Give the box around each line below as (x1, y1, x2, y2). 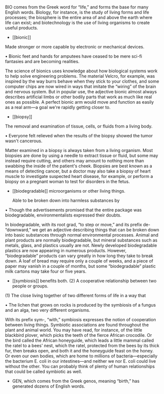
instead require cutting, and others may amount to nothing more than (5, 158, 144, 163)
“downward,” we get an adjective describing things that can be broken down (5, 227, 160, 233)
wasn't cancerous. (5, 138, 43, 144)
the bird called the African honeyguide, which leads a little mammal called (5, 337, 154, 343)
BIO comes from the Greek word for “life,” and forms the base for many (5, 4, 148, 10)
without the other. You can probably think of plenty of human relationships (5, 364, 155, 369)
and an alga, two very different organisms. (5, 307, 91, 313)
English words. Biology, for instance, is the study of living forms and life (5, 9, 149, 15)
